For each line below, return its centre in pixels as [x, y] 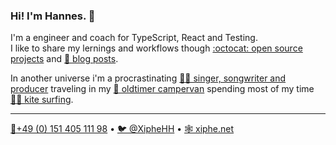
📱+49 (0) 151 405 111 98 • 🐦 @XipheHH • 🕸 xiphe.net [122, 129]
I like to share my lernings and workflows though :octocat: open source [156, 48]
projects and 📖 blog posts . [64, 59]
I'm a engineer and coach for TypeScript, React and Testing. [134, 38]
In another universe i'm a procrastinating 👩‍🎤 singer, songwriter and [148, 78]
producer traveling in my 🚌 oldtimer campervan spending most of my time [162, 89]
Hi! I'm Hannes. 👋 [53, 16]
